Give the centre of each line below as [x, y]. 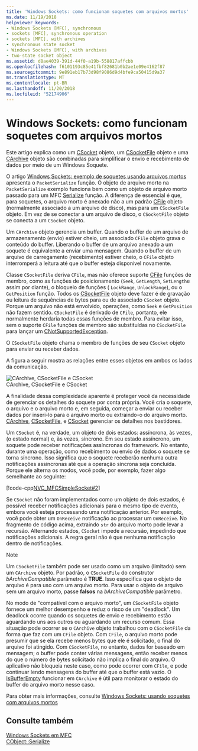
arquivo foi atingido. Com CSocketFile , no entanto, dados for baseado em [95, 647]
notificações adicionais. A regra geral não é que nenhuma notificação [91, 537]
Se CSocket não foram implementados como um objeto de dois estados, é [95, 499]
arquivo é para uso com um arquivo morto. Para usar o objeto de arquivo [95, 585]
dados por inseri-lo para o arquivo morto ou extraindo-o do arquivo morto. [97, 415]
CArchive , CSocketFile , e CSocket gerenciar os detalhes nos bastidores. [94, 421]
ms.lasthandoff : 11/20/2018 [41, 89]
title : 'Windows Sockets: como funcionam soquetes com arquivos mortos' [98, 12]
